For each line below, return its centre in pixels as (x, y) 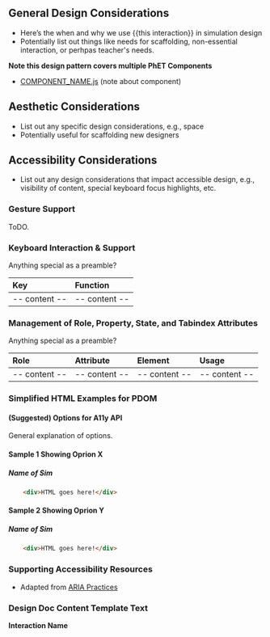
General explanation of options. (61, 436)
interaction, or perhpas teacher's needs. (87, 50)
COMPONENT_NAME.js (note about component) (101, 81)
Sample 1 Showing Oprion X (56, 454)
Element (153, 361)
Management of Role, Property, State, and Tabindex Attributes (133, 323)
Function (92, 285)
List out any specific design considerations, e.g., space (112, 126)
